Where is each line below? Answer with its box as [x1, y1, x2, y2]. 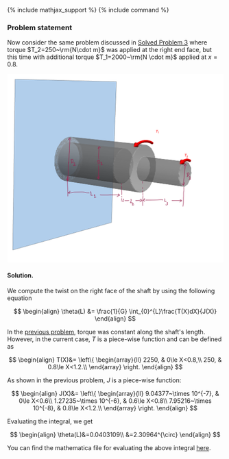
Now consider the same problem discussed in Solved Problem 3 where [7, 38, 208, 47]
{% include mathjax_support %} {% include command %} [7, 6, 169, 14]
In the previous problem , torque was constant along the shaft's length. [7, 328, 206, 336]
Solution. [7, 271, 34, 280]
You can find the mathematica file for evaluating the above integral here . [7, 444, 211, 452]
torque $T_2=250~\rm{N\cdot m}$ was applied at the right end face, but [7, 46, 213, 54]
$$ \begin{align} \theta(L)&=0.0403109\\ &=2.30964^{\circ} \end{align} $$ [10, 431, 221, 439]
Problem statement [7, 23, 73, 32]
